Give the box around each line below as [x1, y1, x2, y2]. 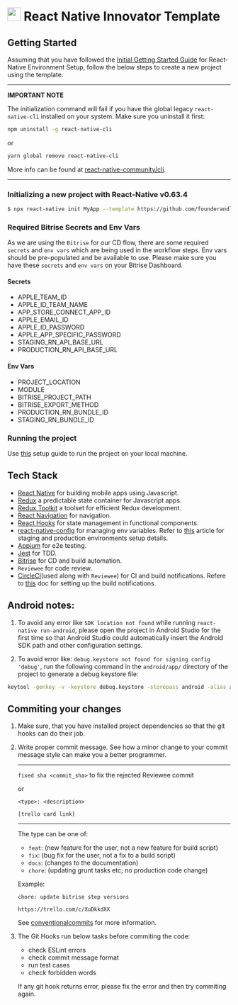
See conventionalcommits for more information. [17, 919, 157, 927]
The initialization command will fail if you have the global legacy [7, 105, 193, 113]
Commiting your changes [7, 702, 122, 715]
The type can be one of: [17, 830, 89, 838]
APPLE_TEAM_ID [17, 293, 67, 301]
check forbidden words [28, 968, 97, 977]
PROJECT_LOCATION [17, 378, 81, 386]
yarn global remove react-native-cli [7, 152, 119, 159]
